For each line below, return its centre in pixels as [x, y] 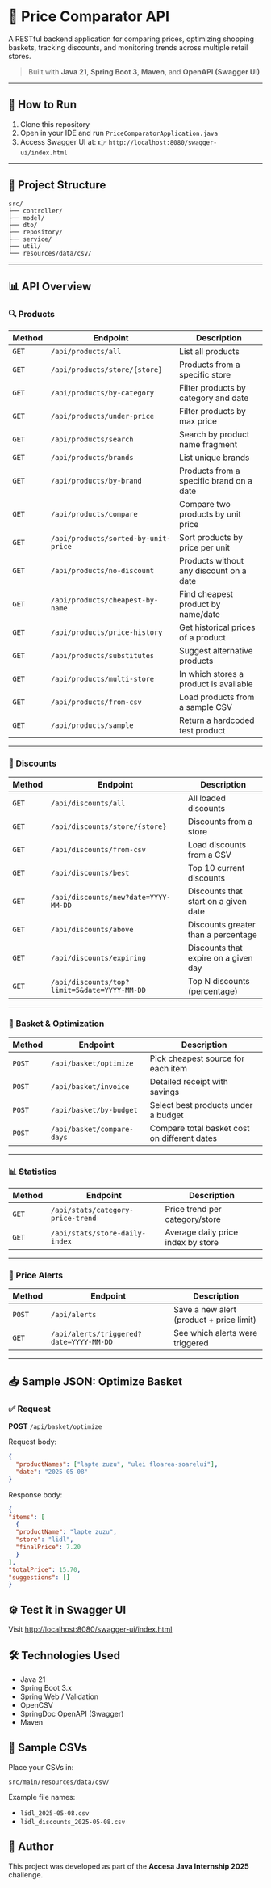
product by [200, 604]
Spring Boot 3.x [46, 1687]
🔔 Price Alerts [36, 1275]
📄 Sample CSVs [48, 1748]
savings [165, 1092]
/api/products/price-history [107, 633]
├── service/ [30, 239]
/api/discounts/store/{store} [109, 826]
